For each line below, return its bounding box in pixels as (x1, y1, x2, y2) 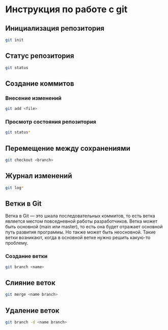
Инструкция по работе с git (5, 4, 128, 15)
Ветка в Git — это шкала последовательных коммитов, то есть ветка (5, 213, 155, 219)
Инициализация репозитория (5, 24, 104, 33)
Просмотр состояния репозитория (5, 119, 97, 126)
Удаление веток (5, 306, 60, 315)
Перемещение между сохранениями (5, 144, 131, 153)
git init (5, 37, 24, 42)
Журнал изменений (5, 172, 72, 180)
